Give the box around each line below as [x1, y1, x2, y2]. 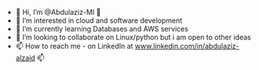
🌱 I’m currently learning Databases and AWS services [15, 24, 188, 33]
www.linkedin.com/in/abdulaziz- [134, 42, 239, 50]
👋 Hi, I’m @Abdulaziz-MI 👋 [15, 8, 101, 17]
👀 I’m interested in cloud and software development [15, 16, 183, 25]
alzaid [15, 53, 35, 62]
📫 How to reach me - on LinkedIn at [15, 42, 133, 50]
